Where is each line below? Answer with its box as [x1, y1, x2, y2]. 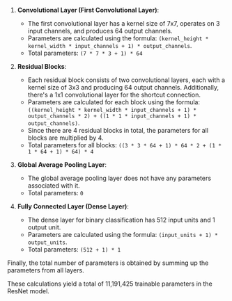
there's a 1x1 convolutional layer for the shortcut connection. [27, 90, 201, 99]
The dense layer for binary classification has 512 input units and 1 [27, 215, 215, 224]
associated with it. [27, 181, 80, 190]
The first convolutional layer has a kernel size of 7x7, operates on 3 [27, 19, 220, 27]
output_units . [27, 238, 68, 246]
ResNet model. [7, 287, 50, 295]
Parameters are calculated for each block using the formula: [27, 98, 201, 106]
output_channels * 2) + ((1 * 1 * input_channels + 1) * [27, 113, 197, 120]
